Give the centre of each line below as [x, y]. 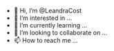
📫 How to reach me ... [46, 40]
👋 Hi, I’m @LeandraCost [48, 11]
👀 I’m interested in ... [43, 18]
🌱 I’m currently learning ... [50, 25]
